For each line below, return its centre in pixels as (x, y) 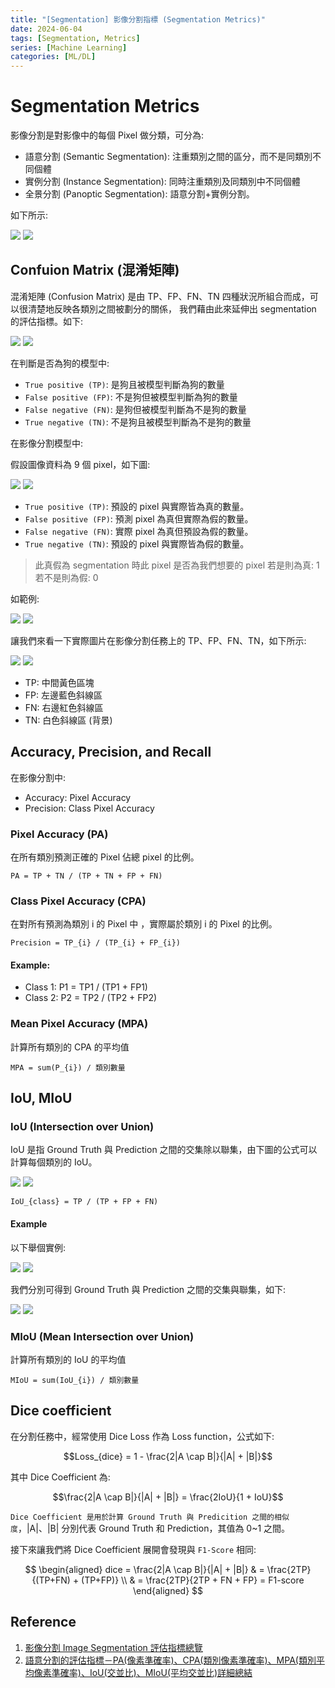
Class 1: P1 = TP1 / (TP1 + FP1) (86, 987)
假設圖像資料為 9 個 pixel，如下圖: (80, 464)
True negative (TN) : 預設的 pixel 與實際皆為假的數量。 (137, 543)
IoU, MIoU (41, 1098)
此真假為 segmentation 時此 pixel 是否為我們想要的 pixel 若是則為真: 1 (177, 565)
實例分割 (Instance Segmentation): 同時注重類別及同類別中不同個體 (162, 182)
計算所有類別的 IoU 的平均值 (68, 1359)
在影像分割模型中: (47, 443)
